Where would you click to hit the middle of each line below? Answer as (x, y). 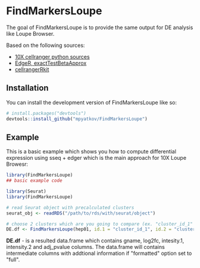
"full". (13, 260)
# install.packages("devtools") (46, 113)
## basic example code (34, 181)
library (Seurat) (26, 191)
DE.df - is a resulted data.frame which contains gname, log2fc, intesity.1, (95, 241)
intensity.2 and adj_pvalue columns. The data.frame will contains (85, 247)
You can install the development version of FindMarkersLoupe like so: (92, 102)
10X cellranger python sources (52, 56)
